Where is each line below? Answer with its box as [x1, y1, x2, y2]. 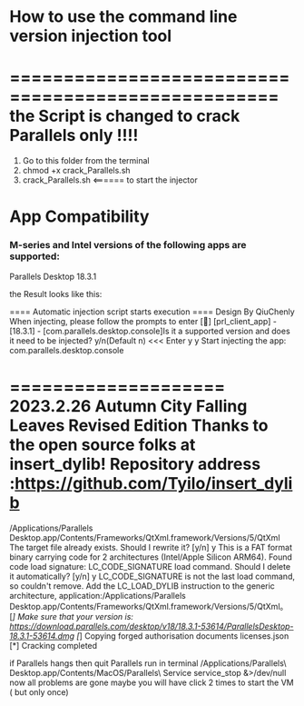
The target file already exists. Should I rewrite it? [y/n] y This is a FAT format [9, 542, 293, 552]
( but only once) [9, 686, 70, 697]
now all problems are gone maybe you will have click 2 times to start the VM [9, 677, 294, 688]
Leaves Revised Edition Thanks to [9, 415, 269, 435]
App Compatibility [9, 206, 150, 227]
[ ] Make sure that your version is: [9, 611, 134, 621]
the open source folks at [9, 434, 196, 455]
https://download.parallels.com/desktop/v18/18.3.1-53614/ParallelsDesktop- [9, 621, 294, 631]
